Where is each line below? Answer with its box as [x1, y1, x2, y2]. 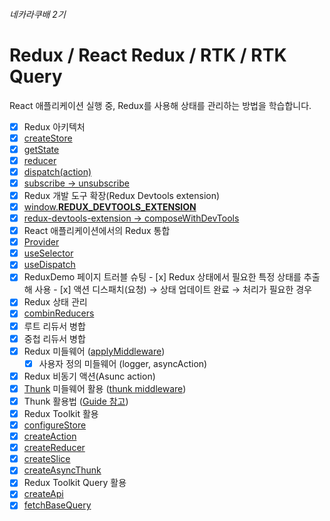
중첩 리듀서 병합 [23, 332, 86, 344]
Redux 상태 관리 [23, 296, 88, 308]
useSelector [23, 247, 74, 259]
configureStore [23, 419, 87, 431]
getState [23, 143, 60, 155]
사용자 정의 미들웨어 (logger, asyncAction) [38, 357, 208, 369]
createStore [23, 132, 73, 144]
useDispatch [23, 259, 76, 271]
